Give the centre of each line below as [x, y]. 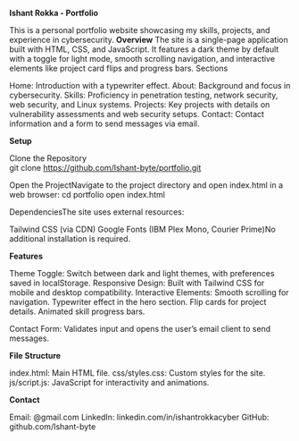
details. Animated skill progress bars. [77, 311]
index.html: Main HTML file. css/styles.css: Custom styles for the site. [137, 373]
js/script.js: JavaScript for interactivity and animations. [109, 382]
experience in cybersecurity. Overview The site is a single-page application [149, 40]
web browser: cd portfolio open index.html [87, 195]
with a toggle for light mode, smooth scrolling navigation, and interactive [142, 59]
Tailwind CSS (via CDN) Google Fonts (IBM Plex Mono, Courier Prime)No [143, 229]
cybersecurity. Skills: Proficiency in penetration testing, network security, [144, 95]
